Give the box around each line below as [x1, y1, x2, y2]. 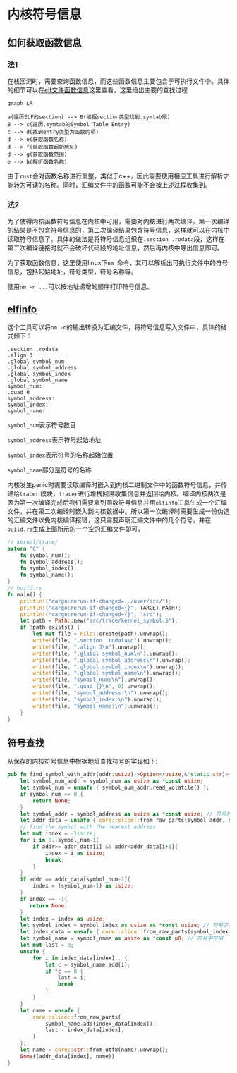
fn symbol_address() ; [20, 558, 83, 565]
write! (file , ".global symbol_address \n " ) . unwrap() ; [32, 656, 191, 663]
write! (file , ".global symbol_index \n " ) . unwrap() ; [32, 663, 185, 670]
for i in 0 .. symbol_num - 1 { [20, 837, 99, 844]
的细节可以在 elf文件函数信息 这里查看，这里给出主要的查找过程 [7, 85, 188, 94]
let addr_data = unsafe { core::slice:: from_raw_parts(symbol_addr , [20, 817, 226, 824]
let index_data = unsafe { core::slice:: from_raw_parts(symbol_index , [20, 928, 232, 936]
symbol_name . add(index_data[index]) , [44, 1020, 157, 1027]
